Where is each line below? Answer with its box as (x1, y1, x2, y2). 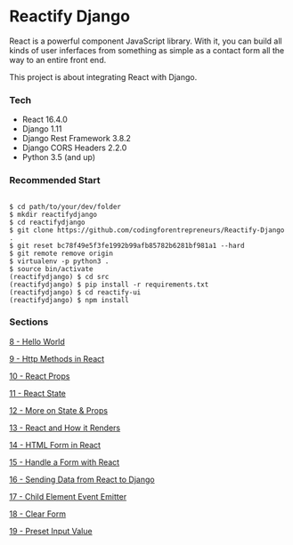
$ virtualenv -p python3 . (9, 256, 110, 266)
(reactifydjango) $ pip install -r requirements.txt (9, 280, 209, 289)
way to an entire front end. (9, 54, 107, 65)
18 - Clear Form (9, 509, 67, 519)
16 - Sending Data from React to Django (9, 474, 155, 485)
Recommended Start (9, 174, 101, 187)
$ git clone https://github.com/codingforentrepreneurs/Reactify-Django (9, 225, 285, 235)
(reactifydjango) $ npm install (9, 295, 129, 304)
